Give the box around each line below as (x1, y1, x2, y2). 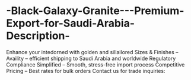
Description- (6, 29, 70, 42)
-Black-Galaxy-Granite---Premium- (6, 4, 184, 18)
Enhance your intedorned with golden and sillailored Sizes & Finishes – (6, 48, 179, 55)
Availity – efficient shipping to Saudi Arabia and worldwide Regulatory (6, 55, 176, 62)
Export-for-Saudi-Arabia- (6, 16, 135, 30)
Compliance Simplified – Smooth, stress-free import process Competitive (6, 61, 185, 68)
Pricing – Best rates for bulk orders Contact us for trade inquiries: (6, 67, 165, 74)
